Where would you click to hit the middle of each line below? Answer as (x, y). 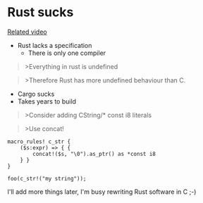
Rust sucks (41, 12)
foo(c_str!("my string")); (47, 178)
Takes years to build (47, 101)
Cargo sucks (36, 94)
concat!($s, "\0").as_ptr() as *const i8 (94, 154)
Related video (27, 32)
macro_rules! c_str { (39, 142)
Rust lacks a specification (55, 45)
